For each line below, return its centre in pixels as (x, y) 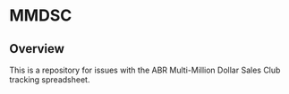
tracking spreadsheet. (50, 80)
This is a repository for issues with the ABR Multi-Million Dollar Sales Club (145, 70)
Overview (37, 49)
